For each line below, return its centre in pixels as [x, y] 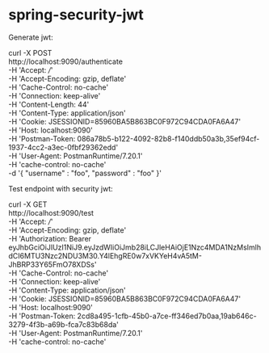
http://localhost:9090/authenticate [66, 61]
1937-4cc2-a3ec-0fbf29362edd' [63, 147]
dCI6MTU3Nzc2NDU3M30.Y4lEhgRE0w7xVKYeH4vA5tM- [105, 255]
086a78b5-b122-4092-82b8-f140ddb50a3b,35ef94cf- [168, 138]
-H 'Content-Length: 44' [49, 104]
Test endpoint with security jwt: [61, 188]
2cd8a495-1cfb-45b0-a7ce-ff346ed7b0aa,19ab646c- [167, 316]
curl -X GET [28, 204]
